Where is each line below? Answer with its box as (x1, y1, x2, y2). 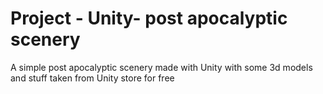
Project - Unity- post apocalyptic (10, 7, 288, 30)
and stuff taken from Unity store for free (10, 72, 175, 84)
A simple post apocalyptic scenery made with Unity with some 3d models (10, 61, 313, 73)
